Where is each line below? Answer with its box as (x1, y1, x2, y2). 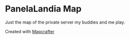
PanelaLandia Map (5, 3, 82, 14)
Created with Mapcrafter (5, 28, 55, 34)
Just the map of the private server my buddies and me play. (5, 19, 126, 25)
